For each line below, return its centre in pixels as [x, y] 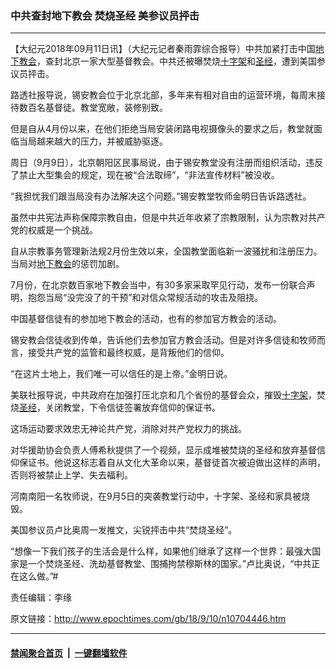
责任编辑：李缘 [41, 598]
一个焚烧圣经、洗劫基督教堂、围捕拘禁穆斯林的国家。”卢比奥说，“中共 [169, 564]
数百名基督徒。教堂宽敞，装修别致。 [93, 108]
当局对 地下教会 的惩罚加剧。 [67, 264]
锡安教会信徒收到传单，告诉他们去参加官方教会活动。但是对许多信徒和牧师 [163, 340]
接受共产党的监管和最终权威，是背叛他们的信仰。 [128, 353]
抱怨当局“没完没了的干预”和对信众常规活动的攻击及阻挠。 [145, 298]
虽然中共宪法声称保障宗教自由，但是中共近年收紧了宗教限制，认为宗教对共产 [168, 218]
